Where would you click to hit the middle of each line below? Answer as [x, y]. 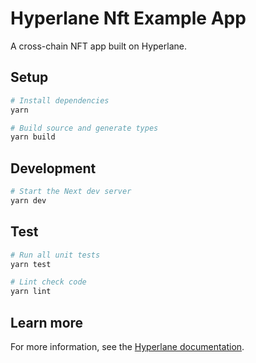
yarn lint [31, 292]
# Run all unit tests [55, 255]
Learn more [47, 322]
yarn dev [28, 200]
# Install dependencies [60, 100]
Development [53, 168]
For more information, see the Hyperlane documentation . [127, 346]
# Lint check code [48, 282]
